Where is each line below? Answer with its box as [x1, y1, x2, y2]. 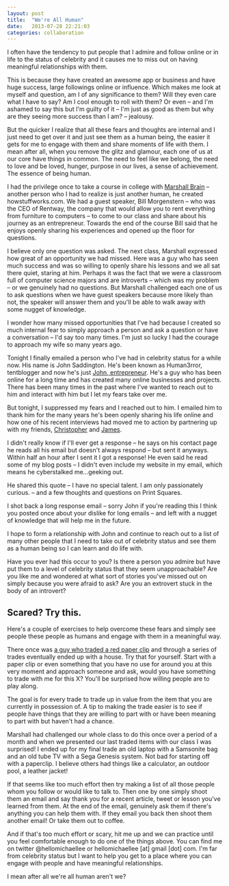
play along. [7, 682, 38, 690]
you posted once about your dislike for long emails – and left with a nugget [7, 509, 217, 517]
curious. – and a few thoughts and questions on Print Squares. [7, 489, 183, 497]
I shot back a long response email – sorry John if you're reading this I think [7, 502, 217, 510]
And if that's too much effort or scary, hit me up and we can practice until [7, 830, 214, 838]
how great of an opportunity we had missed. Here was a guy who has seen [7, 255, 219, 263]
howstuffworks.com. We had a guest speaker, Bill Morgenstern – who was [7, 197, 216, 206]
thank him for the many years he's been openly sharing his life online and [7, 411, 213, 419]
